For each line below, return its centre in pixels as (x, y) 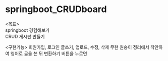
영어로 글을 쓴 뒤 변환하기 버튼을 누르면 (49, 53)
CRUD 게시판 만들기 (25, 36)
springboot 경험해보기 (27, 30)
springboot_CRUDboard (56, 9)
